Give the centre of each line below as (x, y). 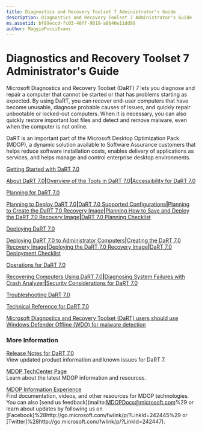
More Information (32, 340)
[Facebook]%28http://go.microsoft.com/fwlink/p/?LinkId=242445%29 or (97, 415)
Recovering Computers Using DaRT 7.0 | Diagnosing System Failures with (96, 277)
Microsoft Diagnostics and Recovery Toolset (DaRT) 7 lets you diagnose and (101, 88)
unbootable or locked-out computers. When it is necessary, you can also (96, 114)
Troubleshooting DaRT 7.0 (38, 295)
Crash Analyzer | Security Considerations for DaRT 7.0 (72, 283)
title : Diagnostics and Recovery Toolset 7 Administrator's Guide (91, 12)
